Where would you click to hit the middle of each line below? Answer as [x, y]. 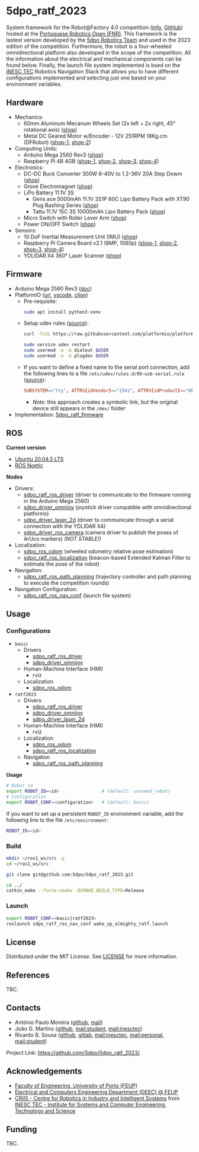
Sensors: [25, 230]
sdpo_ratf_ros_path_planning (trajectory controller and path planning [107, 576]
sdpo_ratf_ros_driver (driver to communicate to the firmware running [107, 494]
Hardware [25, 103]
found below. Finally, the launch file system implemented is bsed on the [93, 65]
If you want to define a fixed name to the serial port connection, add [107, 367]
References [28, 975]
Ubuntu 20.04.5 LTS [39, 459]
